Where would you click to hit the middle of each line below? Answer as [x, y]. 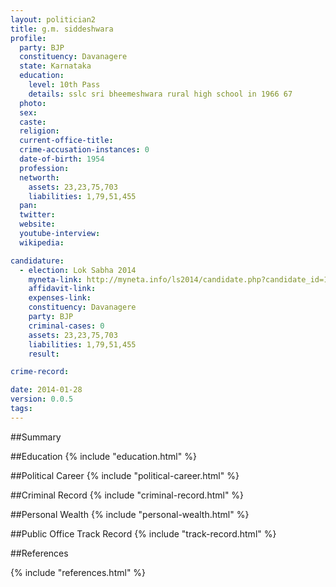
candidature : [37, 261]
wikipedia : [42, 242]
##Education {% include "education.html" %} [103, 456]
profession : [44, 168]
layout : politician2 [53, 19]
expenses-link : [60, 298]
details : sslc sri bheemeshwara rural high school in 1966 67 [160, 94]
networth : [39, 177]
